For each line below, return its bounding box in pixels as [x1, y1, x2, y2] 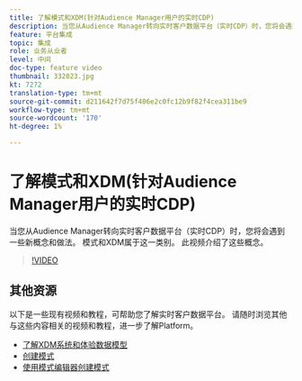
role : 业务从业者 [9, 47, 67, 56]
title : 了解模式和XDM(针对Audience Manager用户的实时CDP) [9, 13, 215, 23]
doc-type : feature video [9, 64, 102, 73]
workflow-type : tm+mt [9, 105, 91, 114]
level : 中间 [9, 55, 51, 64]
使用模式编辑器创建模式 [22, 361, 110, 372]
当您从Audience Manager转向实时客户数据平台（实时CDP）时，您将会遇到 [9, 225, 286, 236]
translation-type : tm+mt [9, 88, 102, 97]
